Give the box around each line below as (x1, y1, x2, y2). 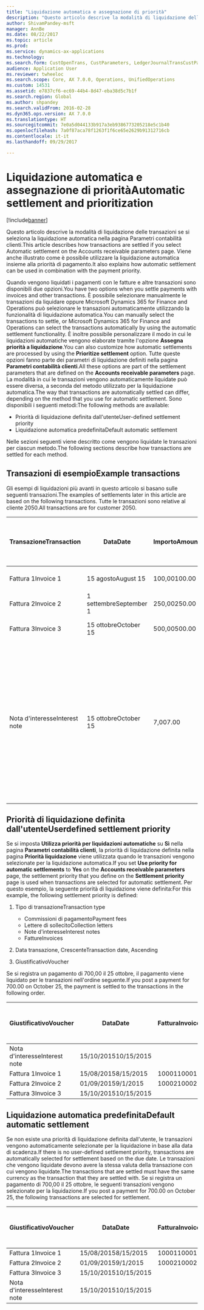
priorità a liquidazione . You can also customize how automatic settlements (6, 343, 192, 350)
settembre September (87, 599, 148, 608)
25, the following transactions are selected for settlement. (6, 1194, 151, 1201)
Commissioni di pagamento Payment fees (24, 915, 127, 923)
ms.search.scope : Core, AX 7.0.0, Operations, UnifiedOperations (6, 77, 175, 83)
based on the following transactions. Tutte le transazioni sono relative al (6, 497, 186, 505)
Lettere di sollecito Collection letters (24, 922, 114, 929)
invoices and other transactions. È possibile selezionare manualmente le (6, 291, 187, 298)
